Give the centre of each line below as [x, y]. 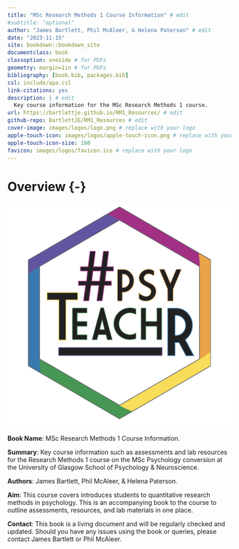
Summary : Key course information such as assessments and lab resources [117, 452]
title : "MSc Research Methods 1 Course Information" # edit [99, 15]
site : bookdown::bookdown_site [54, 45]
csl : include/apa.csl [39, 83]
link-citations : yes [38, 90]
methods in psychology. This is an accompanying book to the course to [112, 503]
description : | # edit [41, 98]
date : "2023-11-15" [36, 38]
